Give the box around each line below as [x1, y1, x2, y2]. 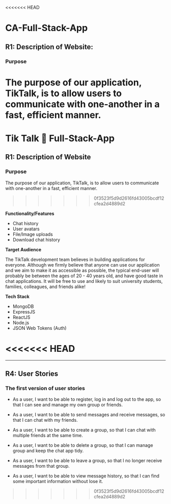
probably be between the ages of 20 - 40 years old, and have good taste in [5, 273, 163, 279]
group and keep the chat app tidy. [12, 448, 84, 454]
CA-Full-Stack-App [5, 22, 88, 34]
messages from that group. [12, 463, 70, 469]
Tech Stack [5, 293, 30, 299]
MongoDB [12, 303, 34, 309]
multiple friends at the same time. [12, 433, 83, 439]
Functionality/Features [5, 210, 54, 217]
